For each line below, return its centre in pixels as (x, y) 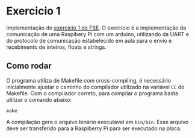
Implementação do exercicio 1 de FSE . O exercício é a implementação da (96, 28)
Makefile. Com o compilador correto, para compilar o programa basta (92, 93)
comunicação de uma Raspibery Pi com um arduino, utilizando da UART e (98, 34)
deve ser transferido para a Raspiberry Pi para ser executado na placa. (94, 128)
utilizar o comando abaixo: (39, 99)
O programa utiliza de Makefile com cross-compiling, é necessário (89, 80)
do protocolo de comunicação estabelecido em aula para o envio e (89, 40)
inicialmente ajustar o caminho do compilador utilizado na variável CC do (95, 87)
